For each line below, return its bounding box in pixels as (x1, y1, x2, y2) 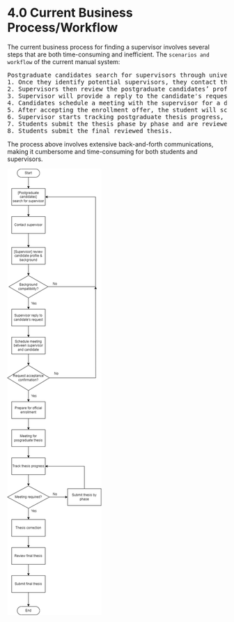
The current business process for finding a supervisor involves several (7, 43, 210, 51)
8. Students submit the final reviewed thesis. (7, 127, 173, 135)
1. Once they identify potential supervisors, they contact (7, 78, 217, 86)
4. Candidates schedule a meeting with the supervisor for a (7, 99, 221, 107)
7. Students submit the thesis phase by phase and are (7, 120, 198, 128)
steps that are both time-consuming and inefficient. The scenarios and (7, 50, 210, 59)
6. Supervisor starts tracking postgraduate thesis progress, (7, 113, 224, 121)
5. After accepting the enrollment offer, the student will (7, 106, 217, 114)
